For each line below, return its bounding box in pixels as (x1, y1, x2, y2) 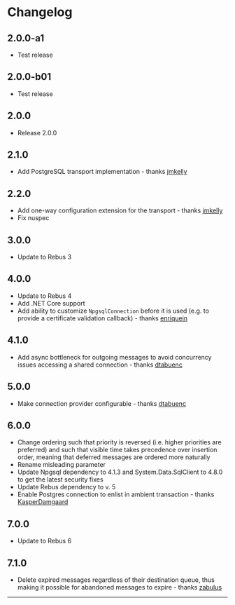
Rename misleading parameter (17, 461, 106, 469)
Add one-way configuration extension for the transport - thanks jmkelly (17, 206, 223, 215)
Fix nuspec (17, 214, 50, 222)
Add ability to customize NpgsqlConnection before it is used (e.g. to (17, 306, 210, 315)
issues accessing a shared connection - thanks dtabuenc (17, 360, 183, 369)
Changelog (7, 4, 73, 20)
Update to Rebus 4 (17, 292, 72, 300)
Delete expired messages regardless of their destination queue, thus (17, 576, 215, 584)
